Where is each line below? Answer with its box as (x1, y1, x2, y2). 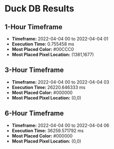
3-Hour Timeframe (4, 66, 64, 74)
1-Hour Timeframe (4, 23, 62, 31)
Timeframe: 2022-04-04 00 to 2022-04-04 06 (11, 122, 110, 128)
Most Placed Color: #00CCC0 (11, 47, 74, 52)
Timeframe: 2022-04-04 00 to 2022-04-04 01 (11, 36, 109, 42)
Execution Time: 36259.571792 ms (11, 127, 84, 134)
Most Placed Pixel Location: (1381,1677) (11, 51, 94, 57)
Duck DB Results (4, 3, 74, 14)
